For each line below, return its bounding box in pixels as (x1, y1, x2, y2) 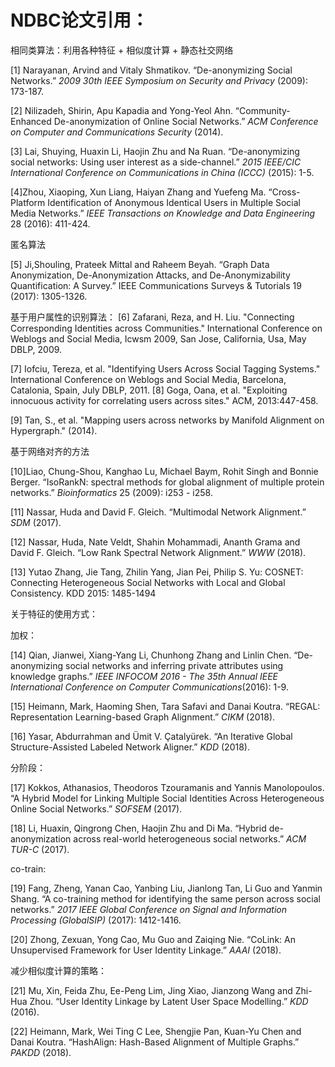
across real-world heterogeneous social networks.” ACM (73, 832, 307, 845)
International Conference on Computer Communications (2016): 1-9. (10, 681, 289, 693)
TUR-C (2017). (10, 843, 70, 855)
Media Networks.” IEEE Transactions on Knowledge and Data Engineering (10, 207, 316, 219)
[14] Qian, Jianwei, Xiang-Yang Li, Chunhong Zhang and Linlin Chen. (10, 649, 292, 661)
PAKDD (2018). (10, 1046, 72, 1058)
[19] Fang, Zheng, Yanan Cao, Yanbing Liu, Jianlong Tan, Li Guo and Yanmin (10, 882, 323, 894)
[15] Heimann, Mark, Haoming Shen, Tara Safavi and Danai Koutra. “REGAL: (10, 700, 321, 712)
